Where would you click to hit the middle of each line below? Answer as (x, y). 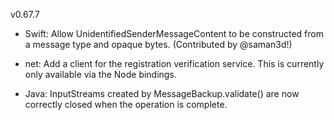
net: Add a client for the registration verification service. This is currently (174, 63)
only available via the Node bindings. (100, 74)
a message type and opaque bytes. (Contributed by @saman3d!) (158, 44)
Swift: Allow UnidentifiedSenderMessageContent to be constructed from (174, 33)
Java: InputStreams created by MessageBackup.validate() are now (162, 93)
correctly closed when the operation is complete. (126, 104)
